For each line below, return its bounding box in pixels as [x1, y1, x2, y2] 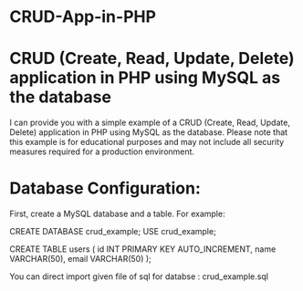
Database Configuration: [9, 178, 201, 199]
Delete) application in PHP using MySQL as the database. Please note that [9, 127, 288, 138]
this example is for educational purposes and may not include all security [9, 137, 285, 148]
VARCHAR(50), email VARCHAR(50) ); [9, 254, 152, 265]
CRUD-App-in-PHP [9, 6, 157, 27]
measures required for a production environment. [9, 146, 194, 157]
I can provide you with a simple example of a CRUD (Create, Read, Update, [9, 117, 290, 129]
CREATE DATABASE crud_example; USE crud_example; [9, 226, 216, 237]
